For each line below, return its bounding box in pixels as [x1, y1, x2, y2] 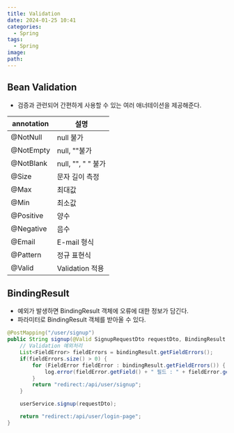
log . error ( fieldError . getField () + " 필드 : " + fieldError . [44, 368, 223, 375]
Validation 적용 [56, 263, 104, 273]
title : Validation [7, 10, 61, 17]
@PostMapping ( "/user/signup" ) [7, 329, 95, 337]
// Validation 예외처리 [19, 342, 83, 349]
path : [7, 56, 23, 63]
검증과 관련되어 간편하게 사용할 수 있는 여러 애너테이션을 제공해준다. [17, 100, 202, 109]
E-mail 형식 [56, 237, 94, 247]
